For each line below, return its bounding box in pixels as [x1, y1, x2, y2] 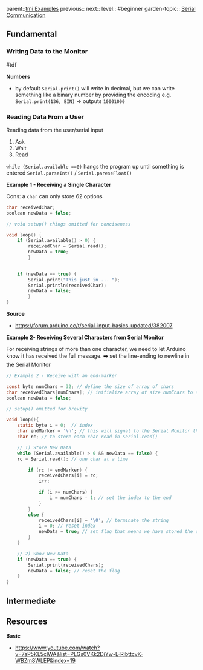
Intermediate [6, 595, 56, 606]
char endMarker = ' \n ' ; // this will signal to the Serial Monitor [17, 428, 190, 434]
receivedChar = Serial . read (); [28, 243, 107, 249]
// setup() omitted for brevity [6, 406, 88, 412]
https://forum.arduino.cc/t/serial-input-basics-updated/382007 [14, 322, 173, 329]
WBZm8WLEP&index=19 [14, 657, 76, 665]
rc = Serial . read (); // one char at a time [17, 456, 129, 462]
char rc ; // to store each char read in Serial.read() [17, 434, 158, 440]
